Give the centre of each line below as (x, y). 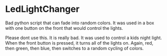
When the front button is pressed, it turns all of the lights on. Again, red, (79, 43)
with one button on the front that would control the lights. (64, 28)
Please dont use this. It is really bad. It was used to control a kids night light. (83, 38)
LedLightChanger (42, 9)
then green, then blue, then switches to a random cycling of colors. (74, 48)
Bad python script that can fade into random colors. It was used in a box (80, 23)
